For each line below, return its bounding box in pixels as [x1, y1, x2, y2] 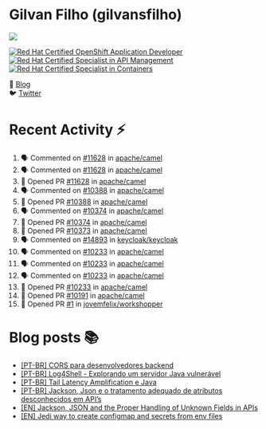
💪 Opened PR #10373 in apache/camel [20, 226, 147, 235]
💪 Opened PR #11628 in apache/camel [20, 176, 147, 186]
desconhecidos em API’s [20, 394, 102, 403]
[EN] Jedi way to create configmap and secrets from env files [20, 411, 223, 420]
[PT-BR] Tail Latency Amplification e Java [20, 377, 158, 387]
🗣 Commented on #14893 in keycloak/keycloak [20, 234, 178, 244]
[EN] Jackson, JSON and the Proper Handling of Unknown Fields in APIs [20, 403, 258, 412]
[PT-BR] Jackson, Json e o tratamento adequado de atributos [20, 385, 223, 396]
